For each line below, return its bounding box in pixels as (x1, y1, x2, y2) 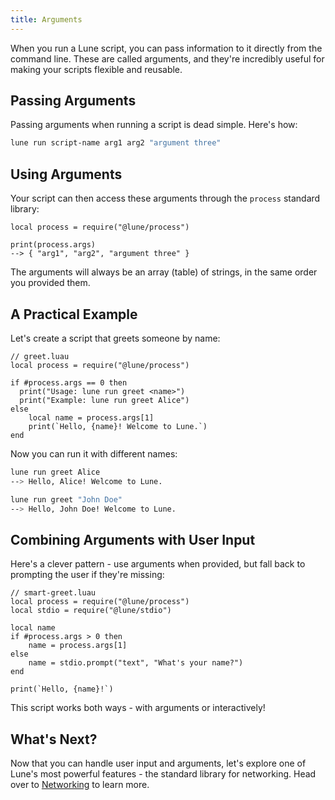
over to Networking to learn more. (10, 779, 150, 791)
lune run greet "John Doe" (10, 494, 123, 505)
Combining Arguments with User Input (10, 531, 256, 548)
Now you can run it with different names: (10, 447, 178, 460)
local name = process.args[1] (28, 412, 155, 423)
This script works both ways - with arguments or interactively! (10, 702, 266, 714)
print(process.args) (10, 240, 97, 250)
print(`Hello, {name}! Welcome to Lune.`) (28, 421, 208, 431)
